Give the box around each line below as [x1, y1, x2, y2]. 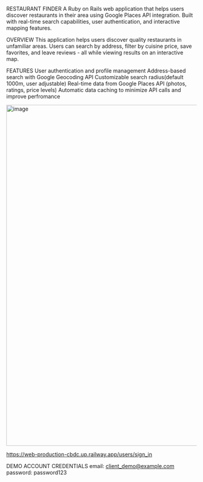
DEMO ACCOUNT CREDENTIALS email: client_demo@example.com [6, 463, 175, 469]
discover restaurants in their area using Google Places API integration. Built [6, 11, 193, 19]
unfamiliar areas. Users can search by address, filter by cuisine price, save [6, 42, 192, 50]
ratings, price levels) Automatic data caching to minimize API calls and [6, 86, 181, 93]
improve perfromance [6, 93, 60, 100]
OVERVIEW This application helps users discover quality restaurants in [6, 36, 182, 43]
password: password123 [6, 469, 67, 476]
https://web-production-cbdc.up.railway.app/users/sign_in [6, 451, 152, 458]
